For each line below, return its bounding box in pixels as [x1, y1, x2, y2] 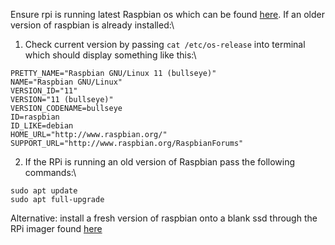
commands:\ [24, 167, 77, 178]
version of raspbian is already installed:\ [10, 19, 175, 31]
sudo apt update [10, 186, 78, 196]
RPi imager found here [10, 223, 103, 234]
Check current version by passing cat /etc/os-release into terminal [24, 39, 306, 50]
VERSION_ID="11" [10, 86, 78, 96]
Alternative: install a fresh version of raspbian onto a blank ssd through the [10, 212, 318, 224]
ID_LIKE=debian [10, 121, 74, 131]
